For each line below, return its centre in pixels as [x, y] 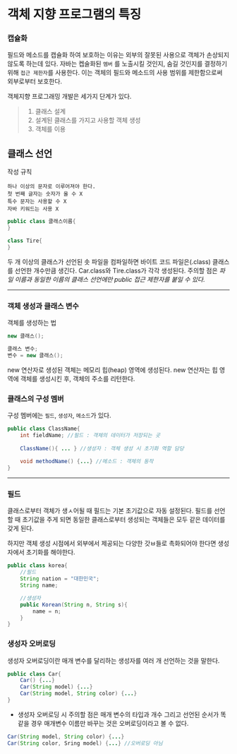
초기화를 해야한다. [50, 552]
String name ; [39, 586]
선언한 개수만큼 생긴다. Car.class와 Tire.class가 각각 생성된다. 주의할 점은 [116, 270]
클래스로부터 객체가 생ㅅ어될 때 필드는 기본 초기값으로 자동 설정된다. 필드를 [110, 511]
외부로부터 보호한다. [35, 81]
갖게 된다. [20, 528]
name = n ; [47, 611]
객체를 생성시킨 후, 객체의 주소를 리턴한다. [78, 378]
